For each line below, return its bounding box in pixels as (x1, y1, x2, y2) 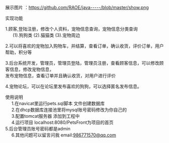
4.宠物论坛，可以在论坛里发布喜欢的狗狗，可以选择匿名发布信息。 (5, 83, 142, 89)
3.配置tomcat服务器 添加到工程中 (11, 113, 80, 119)
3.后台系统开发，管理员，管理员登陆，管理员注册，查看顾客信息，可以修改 (5, 60, 160, 66)
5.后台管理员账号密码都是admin (5, 126, 71, 131)
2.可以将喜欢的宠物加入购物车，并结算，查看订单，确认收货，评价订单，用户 (5, 43, 164, 49)
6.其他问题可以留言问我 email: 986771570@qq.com (11, 132, 117, 138)
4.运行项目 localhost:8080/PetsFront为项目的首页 (11, 119, 114, 125)
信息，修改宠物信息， (9, 66, 54, 72)
